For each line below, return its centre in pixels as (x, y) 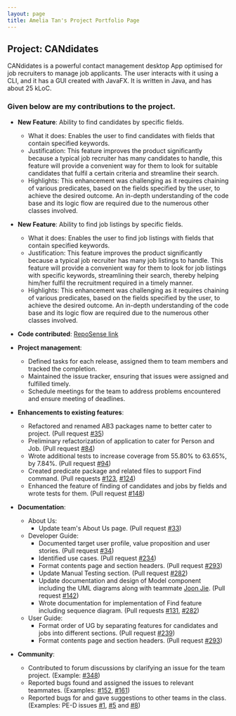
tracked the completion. (62, 369)
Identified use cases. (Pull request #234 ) (97, 558)
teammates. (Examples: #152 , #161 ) (79, 690)
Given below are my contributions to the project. (91, 106)
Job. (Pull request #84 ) (61, 448)
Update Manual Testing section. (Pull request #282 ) (113, 573)
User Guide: (45, 618)
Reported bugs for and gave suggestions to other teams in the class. (127, 698)
